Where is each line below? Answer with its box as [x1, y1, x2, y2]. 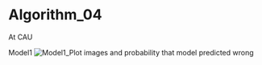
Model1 [8, 47, 32, 57]
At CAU [8, 32, 33, 42]
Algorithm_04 [8, 6, 102, 24]
